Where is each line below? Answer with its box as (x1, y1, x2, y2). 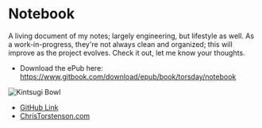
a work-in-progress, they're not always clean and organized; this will (8, 39, 233, 48)
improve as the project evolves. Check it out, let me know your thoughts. (8, 48, 245, 57)
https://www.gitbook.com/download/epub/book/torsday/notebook (19, 72, 237, 81)
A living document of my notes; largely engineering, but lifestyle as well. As (8, 31, 255, 41)
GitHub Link (19, 103, 59, 112)
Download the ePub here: (19, 63, 103, 72)
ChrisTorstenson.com (19, 111, 91, 120)
